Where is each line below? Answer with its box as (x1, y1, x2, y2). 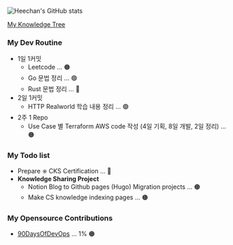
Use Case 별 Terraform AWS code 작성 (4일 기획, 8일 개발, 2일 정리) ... (27, 122, 226, 131)
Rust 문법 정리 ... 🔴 (27, 85, 80, 93)
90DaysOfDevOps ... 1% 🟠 (17, 229, 96, 238)
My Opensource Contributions (7, 213, 113, 223)
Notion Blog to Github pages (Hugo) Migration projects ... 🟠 (27, 183, 201, 191)
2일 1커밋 (17, 93, 43, 102)
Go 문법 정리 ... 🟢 (27, 74, 78, 82)
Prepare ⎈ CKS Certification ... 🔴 (17, 166, 112, 175)
